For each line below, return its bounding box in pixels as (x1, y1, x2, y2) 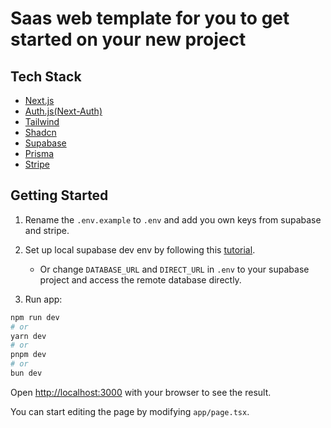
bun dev (10, 368, 43, 379)
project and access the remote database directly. (39, 273, 242, 286)
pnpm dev (10, 350, 47, 360)
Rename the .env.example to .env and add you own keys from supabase (24, 213, 322, 226)
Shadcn (24, 127, 57, 138)
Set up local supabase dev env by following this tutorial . (24, 243, 256, 256)
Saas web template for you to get (10, 7, 290, 30)
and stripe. (24, 224, 70, 236)
